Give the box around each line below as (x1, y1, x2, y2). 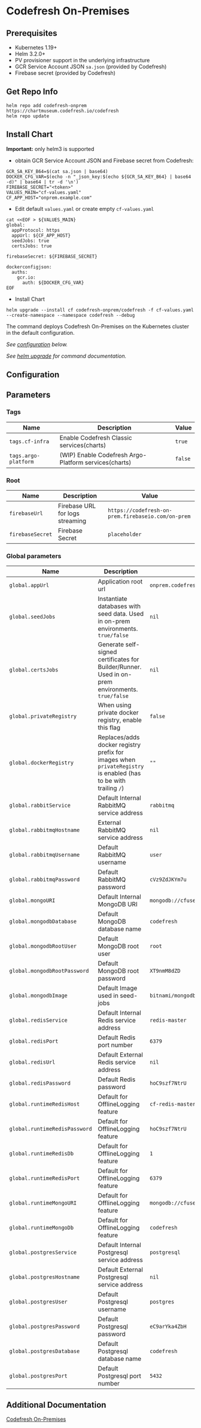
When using (98, 701, 132, 709)
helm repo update (6, 113, 50, 119)
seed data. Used (98, 610, 144, 618)
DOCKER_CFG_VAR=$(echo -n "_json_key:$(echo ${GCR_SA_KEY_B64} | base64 (6, 174, 191, 180)
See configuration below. (6, 340, 68, 348)
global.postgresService (9, 1249, 77, 1256)
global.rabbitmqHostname (9, 827, 80, 834)
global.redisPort (9, 1038, 59, 1045)
